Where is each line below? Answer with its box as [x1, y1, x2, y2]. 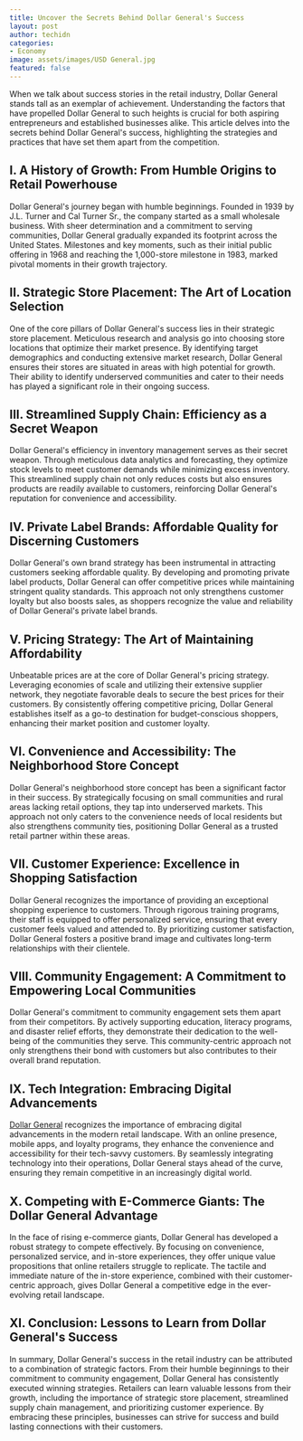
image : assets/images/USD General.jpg [9, 55, 156, 64]
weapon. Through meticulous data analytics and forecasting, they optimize [9, 454, 289, 466]
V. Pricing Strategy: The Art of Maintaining [9, 631, 254, 647]
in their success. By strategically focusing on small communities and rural [9, 792, 283, 802]
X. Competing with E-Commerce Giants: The [9, 1193, 265, 1209]
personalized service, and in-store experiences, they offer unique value [9, 1251, 276, 1262]
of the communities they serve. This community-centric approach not [32, 1036, 292, 1047]
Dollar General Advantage [9, 1208, 158, 1223]
